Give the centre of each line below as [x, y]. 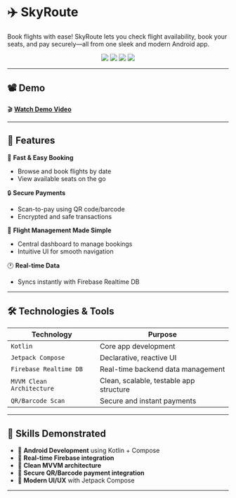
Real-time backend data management [162, 369]
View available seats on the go [62, 178]
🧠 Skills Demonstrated [57, 434]
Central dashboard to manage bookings [75, 244]
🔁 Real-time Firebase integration [66, 458]
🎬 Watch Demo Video [39, 109]
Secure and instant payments [148, 401]
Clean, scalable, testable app [147, 381]
